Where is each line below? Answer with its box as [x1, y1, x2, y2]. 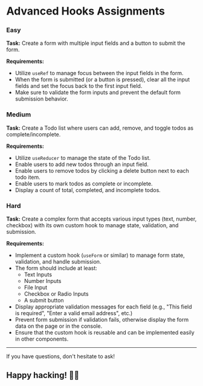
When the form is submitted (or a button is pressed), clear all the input [14, 76, 190, 83]
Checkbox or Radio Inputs [24, 290, 89, 298]
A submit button [24, 297, 65, 304]
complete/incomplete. [6, 130, 61, 138]
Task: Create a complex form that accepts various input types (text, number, [6, 215, 197, 222]
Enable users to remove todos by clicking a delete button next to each [14, 167, 189, 174]
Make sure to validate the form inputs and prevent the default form [14, 89, 181, 96]
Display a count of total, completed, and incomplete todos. [14, 186, 161, 193]
